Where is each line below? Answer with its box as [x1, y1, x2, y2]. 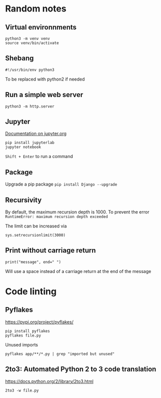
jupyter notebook [5, 144, 41, 150]
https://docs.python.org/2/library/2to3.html [5, 378, 94, 384]
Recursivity [5, 195, 42, 204]
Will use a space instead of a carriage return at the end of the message [5, 268, 152, 274]
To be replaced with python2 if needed [5, 76, 85, 82]
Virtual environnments [5, 23, 77, 31]
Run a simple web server [5, 90, 83, 99]
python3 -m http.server [5, 103, 55, 109]
